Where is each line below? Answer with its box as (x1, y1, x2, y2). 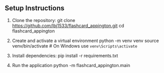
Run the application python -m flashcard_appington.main (12, 62, 131, 68)
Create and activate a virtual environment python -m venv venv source (12, 37, 159, 43)
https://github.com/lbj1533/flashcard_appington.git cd (12, 22, 124, 28)
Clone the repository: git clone (12, 17, 75, 23)
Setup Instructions (5, 4, 65, 12)
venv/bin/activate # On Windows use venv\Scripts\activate (12, 42, 137, 49)
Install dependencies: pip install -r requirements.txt (12, 52, 118, 58)
